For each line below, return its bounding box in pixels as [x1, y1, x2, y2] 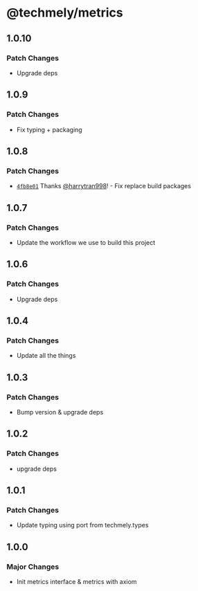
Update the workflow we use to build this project [16, 238, 156, 246]
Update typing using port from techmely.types [16, 521, 149, 529]
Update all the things [16, 352, 76, 360]
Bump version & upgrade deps [16, 408, 104, 416]
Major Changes [6, 562, 60, 572]
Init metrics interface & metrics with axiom [16, 578, 137, 586]
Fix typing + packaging [16, 125, 82, 134]
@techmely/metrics [6, 5, 124, 21]
